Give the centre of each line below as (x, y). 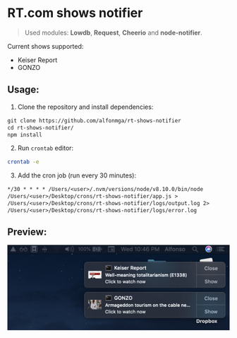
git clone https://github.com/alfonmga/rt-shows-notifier (94, 121)
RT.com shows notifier (75, 13)
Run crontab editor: (45, 148)
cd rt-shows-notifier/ (41, 128)
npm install (25, 135)
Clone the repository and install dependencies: (85, 107)
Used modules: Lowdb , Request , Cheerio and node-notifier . (113, 33)
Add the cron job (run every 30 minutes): (77, 175)
